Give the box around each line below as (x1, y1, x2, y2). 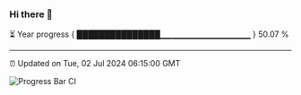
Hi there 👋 (9, 8, 54, 21)
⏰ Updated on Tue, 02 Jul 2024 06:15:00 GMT (9, 58, 181, 69)
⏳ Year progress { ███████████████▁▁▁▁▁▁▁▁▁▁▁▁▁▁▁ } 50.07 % (9, 29, 289, 39)
